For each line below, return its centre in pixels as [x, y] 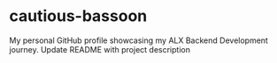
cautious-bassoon [78, 16]
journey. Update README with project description [100, 49]
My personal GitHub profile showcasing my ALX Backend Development [138, 40]
